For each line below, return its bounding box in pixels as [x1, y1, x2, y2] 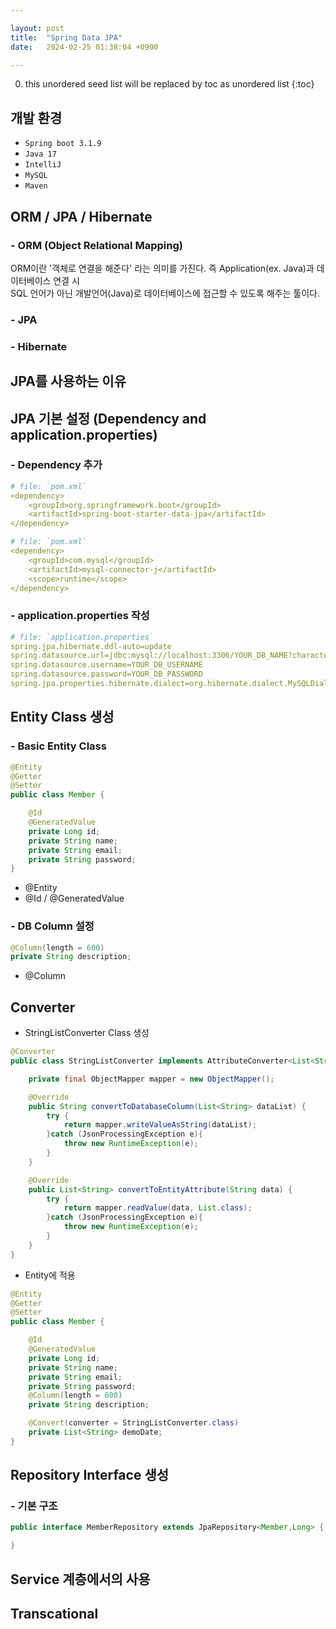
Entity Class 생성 [10, 709, 115, 726]
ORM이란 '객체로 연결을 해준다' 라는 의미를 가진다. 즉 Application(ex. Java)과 [10, 262, 315, 274]
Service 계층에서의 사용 [10, 1571, 151, 1588]
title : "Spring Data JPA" [10, 32, 123, 43]
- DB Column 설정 [10, 919, 95, 933]
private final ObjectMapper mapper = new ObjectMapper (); [28, 1074, 275, 1084]
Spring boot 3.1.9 [24, 139, 102, 149]
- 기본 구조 [10, 1499, 58, 1513]
